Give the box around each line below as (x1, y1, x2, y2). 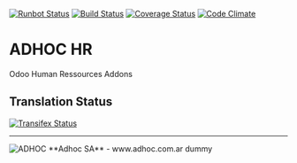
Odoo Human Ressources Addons (9, 68, 133, 79)
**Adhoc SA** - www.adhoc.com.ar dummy (48, 143, 213, 154)
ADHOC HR (9, 40, 93, 59)
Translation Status (9, 94, 113, 110)
